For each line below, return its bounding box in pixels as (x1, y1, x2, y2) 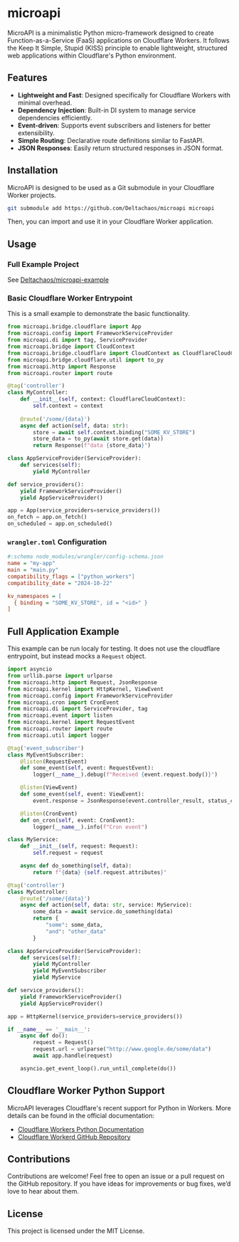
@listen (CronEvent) (20, 810, 78, 817)
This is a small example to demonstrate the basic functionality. (7, 310, 190, 318)
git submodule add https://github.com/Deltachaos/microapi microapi (7, 204, 215, 211)
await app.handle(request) (33, 1052, 113, 1060)
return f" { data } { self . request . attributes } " (33, 868, 167, 876)
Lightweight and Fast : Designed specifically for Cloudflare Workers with (17, 90, 231, 99)
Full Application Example (7, 625, 119, 638)
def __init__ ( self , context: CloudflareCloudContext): (20, 396, 186, 403)
